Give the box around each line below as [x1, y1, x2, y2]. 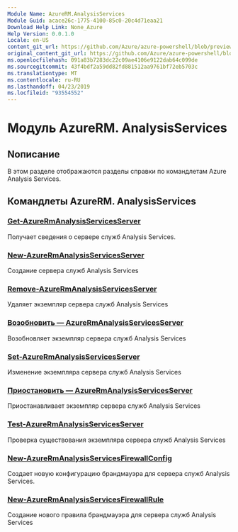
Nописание [7, 148, 60, 160]
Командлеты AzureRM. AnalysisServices [7, 195, 197, 207]
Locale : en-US [7, 37, 50, 44]
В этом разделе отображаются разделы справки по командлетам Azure [7, 167, 227, 176]
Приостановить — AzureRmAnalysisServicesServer [7, 385, 193, 395]
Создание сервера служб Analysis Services [7, 267, 139, 275]
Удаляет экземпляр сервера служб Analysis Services [7, 300, 169, 309]
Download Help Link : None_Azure [7, 23, 103, 31]
